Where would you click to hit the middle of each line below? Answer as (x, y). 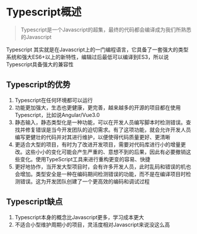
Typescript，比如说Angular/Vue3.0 (57, 115)
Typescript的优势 (38, 85)
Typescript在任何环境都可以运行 (54, 100)
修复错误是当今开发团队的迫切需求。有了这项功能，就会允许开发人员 (108, 129)
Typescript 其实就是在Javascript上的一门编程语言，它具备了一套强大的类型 (97, 49)
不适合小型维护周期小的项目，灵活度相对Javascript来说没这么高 (92, 225)
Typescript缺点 (35, 202)
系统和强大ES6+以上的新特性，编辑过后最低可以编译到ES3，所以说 (88, 57)
